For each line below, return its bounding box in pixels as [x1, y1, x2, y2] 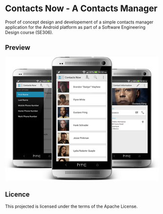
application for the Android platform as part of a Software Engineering [5, 24, 145, 30]
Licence [5, 191, 30, 199]
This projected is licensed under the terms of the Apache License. [5, 203, 138, 209]
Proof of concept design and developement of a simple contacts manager [5, 19, 154, 25]
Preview [5, 43, 31, 52]
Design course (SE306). [5, 29, 54, 35]
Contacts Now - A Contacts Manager [5, 3, 158, 14]
